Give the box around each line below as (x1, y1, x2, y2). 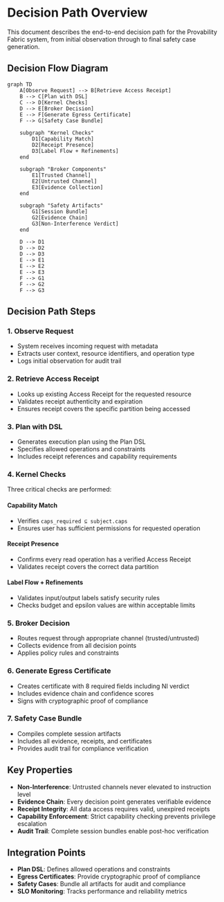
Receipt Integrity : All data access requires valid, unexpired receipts (17, 804, 210, 813)
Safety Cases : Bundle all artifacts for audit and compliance (17, 880, 186, 888)
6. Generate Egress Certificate (7, 666, 111, 676)
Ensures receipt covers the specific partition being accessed (17, 404, 191, 413)
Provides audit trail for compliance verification (17, 744, 149, 752)
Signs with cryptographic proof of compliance (17, 696, 149, 705)
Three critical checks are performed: (7, 485, 112, 494)
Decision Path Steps (7, 306, 96, 318)
